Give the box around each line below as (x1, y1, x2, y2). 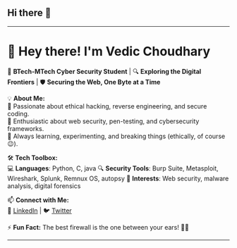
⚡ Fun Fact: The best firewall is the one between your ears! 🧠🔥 (7, 223, 189, 231)
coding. (7, 109, 30, 118)
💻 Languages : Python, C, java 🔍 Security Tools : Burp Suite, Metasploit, (7, 163, 219, 173)
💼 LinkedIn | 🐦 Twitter (7, 206, 72, 215)
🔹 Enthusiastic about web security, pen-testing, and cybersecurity (7, 117, 200, 125)
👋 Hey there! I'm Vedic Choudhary (7, 44, 211, 59)
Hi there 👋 (7, 7, 51, 19)
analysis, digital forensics (7, 181, 81, 190)
